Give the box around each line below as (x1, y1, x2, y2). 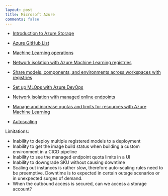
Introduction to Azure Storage (12, 31, 74, 37)
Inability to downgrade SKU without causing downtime (12, 159, 126, 165)
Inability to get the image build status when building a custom (12, 143, 140, 149)
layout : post (5, 7, 33, 13)
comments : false (5, 17, 39, 22)
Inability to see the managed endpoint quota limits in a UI (12, 154, 131, 160)
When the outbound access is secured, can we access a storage (12, 181, 147, 187)
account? (12, 186, 32, 192)
